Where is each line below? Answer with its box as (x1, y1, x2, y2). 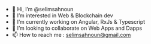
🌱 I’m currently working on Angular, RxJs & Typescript (11, 18, 146, 25)
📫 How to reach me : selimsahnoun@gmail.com (11, 32, 131, 38)
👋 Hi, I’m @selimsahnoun (11, 6, 74, 12)
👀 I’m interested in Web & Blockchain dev (11, 12, 113, 19)
